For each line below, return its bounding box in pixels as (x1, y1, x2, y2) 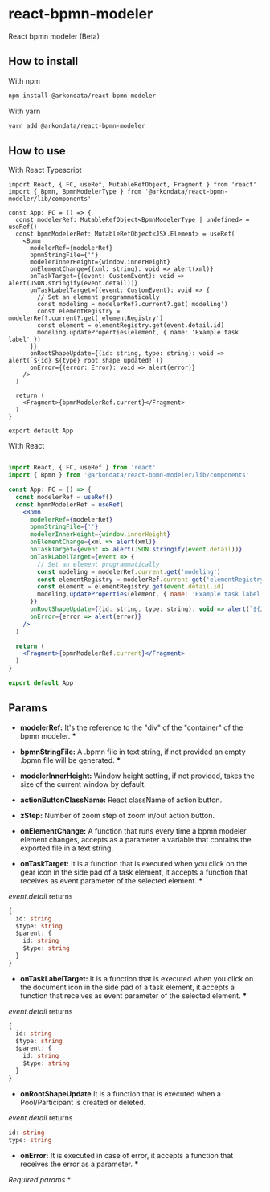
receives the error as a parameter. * (19, 1159, 139, 1169)
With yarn (8, 106, 41, 116)
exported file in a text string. (19, 843, 114, 853)
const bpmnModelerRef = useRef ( (15, 500, 125, 509)
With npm (8, 76, 41, 85)
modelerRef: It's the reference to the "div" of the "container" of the (19, 723, 243, 732)
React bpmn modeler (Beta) (8, 31, 100, 41)
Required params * (8, 1174, 72, 1184)
